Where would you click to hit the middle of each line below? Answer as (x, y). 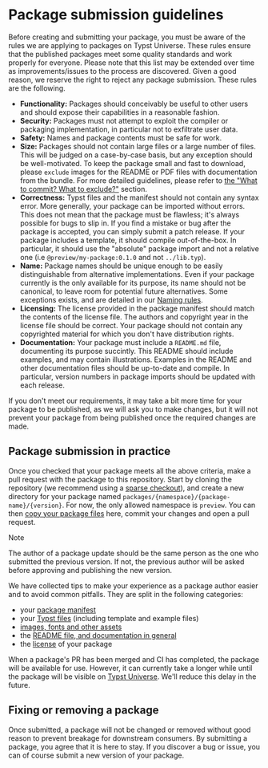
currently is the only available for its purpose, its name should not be (133, 282)
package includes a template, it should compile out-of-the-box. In (128, 240)
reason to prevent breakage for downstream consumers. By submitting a (128, 738)
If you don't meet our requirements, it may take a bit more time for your (125, 400)
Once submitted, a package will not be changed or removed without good (130, 729)
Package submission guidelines (116, 15)
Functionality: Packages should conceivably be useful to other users (134, 104)
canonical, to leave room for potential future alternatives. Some (124, 291)
